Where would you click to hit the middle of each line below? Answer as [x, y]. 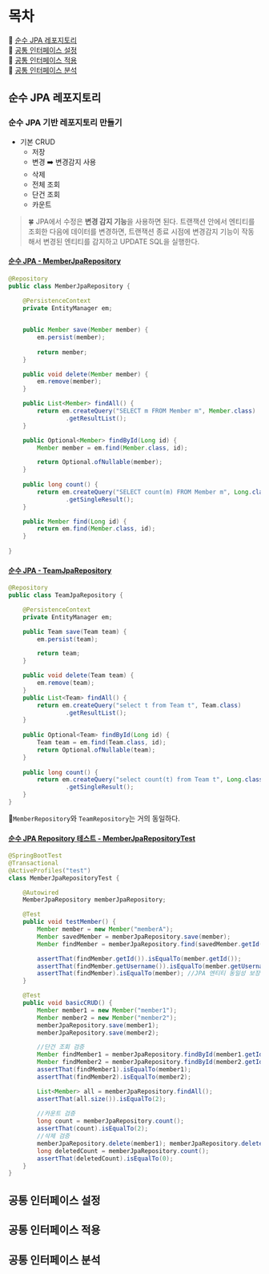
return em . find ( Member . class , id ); [96, 529]
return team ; [59, 654]
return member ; [62, 352]
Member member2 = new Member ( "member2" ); [107, 1018]
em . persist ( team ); [68, 639]
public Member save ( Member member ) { [86, 330]
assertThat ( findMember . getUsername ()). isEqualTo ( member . [134, 966]
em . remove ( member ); [70, 381]
